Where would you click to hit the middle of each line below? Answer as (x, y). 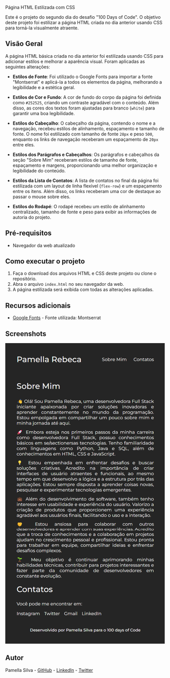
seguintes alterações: (28, 67)
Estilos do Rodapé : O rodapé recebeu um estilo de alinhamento (79, 206)
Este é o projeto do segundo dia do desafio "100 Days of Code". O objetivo (83, 17)
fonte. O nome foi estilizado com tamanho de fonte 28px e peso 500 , (83, 134)
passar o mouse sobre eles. (41, 197)
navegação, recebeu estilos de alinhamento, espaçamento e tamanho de (88, 128)
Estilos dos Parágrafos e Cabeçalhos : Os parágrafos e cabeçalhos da (86, 155)
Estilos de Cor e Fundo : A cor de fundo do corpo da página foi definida (87, 97)
